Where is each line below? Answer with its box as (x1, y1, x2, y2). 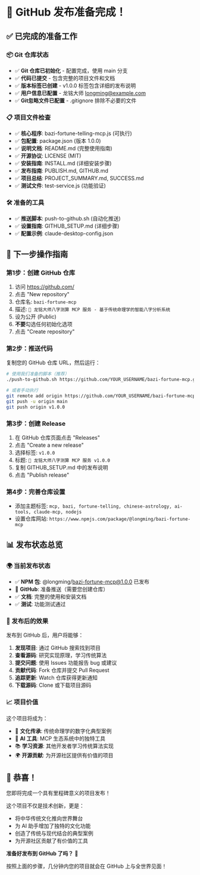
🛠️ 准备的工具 (6, 198, 45, 207)
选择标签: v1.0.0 (14, 449, 55, 456)
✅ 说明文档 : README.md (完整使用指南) (14, 145, 112, 152)
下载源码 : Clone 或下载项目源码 (14, 681, 92, 689)
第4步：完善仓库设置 (6, 487, 65, 496)
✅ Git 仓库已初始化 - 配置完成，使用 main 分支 (14, 67, 128, 74)
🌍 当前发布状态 (6, 561, 51, 570)
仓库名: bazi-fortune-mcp (14, 298, 77, 305)
